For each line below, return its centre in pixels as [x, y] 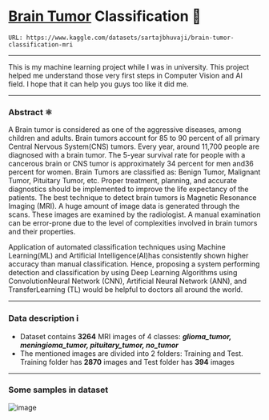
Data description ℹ [44, 318]
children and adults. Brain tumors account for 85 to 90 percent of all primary [134, 138]
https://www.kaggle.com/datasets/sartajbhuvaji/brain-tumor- [130, 38]
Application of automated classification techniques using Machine [117, 247]
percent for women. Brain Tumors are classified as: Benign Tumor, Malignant [134, 172]
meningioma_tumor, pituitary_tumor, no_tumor [99, 345]
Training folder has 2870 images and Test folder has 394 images [127, 362]
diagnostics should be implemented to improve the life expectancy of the [128, 189]
